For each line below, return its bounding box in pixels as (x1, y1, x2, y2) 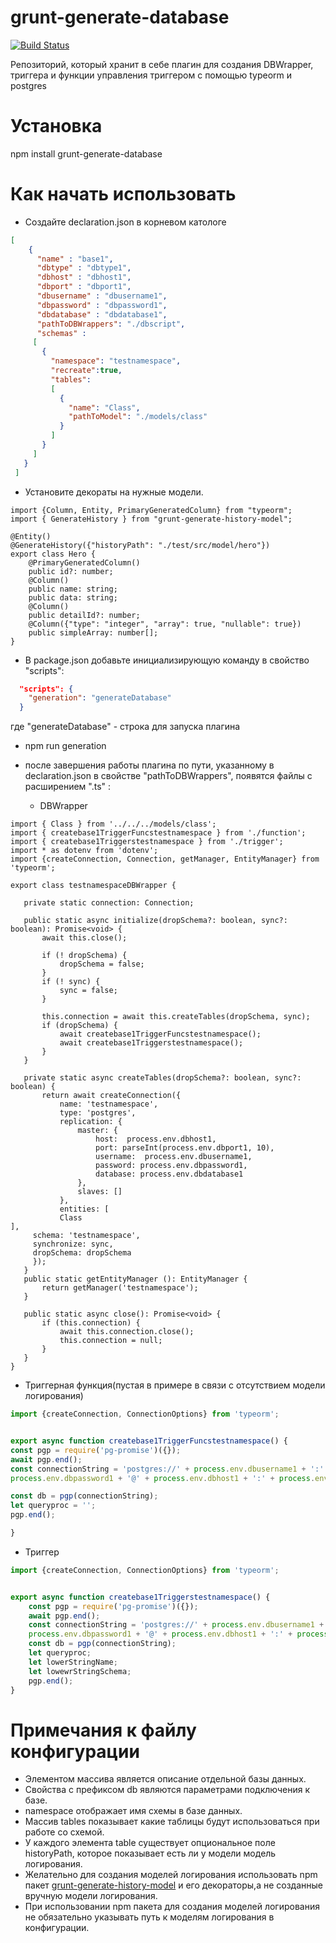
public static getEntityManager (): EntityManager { (23, 1274, 248, 1285)
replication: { (59, 1117, 123, 1127)
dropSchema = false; (59, 959, 145, 970)
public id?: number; (28, 566, 114, 576)
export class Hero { (10, 549, 97, 559)
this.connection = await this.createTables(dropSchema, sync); (41, 1012, 311, 1022)
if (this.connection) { (41, 1318, 141, 1328)
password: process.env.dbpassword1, (95, 1161, 248, 1171)
